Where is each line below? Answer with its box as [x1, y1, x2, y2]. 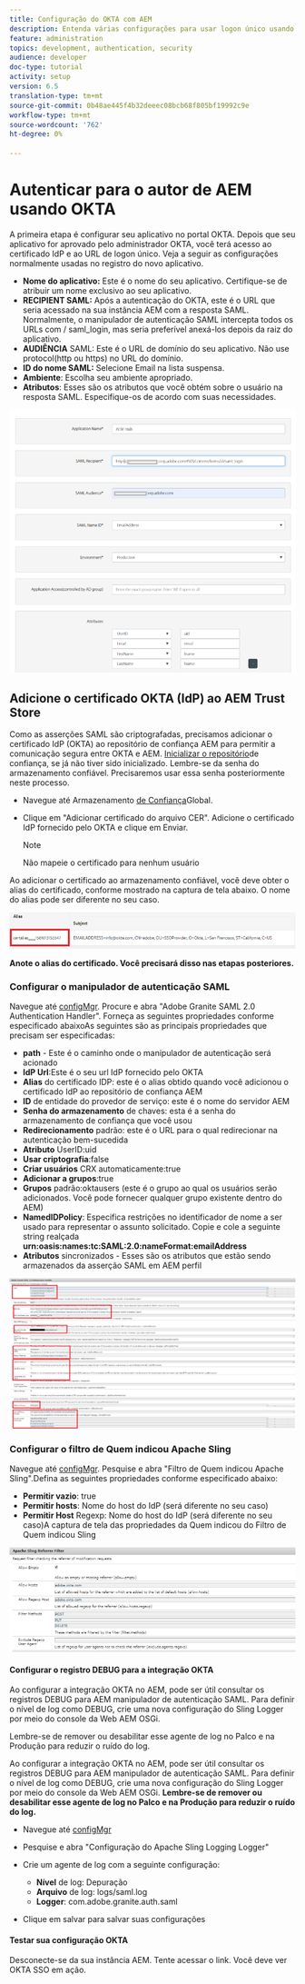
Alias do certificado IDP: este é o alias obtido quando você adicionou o [22, 1077, 289, 1088]
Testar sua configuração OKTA [9, 1934, 129, 1945]
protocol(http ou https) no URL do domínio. [22, 353, 184, 364]
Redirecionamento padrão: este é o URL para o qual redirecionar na [22, 1125, 279, 1136]
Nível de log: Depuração [35, 1877, 128, 1888]
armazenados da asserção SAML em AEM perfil [22, 1260, 202, 1271]
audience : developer [9, 53, 88, 63]
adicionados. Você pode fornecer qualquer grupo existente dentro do [22, 1192, 283, 1203]
